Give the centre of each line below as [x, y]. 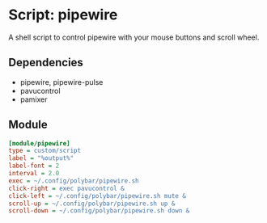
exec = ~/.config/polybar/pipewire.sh [74, 181]
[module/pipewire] [39, 143]
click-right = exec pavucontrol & [67, 188]
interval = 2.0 [34, 174]
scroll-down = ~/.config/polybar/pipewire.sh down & [99, 211]
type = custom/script [45, 151]
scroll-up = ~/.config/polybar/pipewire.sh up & [92, 204]
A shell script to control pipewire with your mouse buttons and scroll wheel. [134, 37]
